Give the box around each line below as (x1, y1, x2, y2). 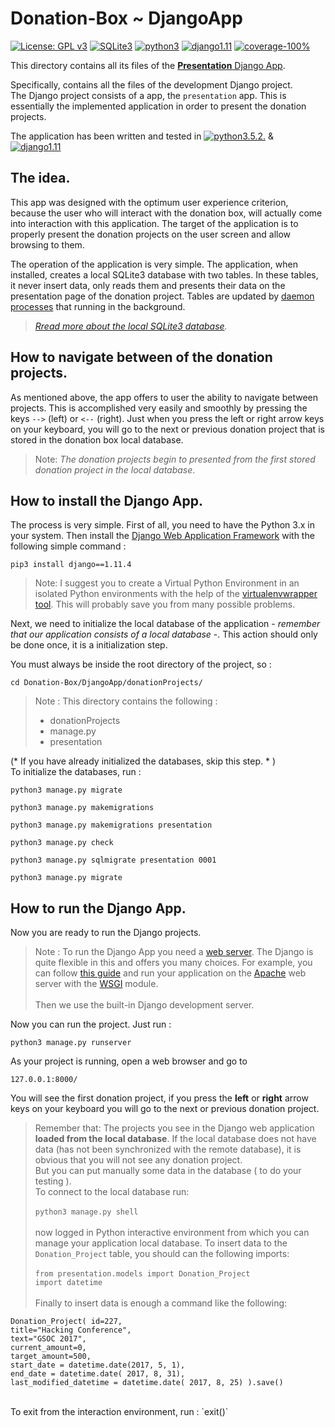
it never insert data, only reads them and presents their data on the (10, 279, 286, 291)
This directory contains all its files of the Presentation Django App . (10, 59, 286, 71)
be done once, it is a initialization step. (10, 639, 168, 651)
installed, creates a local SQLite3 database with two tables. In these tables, (10, 268, 319, 281)
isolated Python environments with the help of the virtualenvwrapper (34, 588, 318, 600)
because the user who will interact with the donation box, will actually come (10, 207, 323, 219)
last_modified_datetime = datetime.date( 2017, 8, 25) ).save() (10, 1378, 284, 1388)
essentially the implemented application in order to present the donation (10, 100, 307, 112)
